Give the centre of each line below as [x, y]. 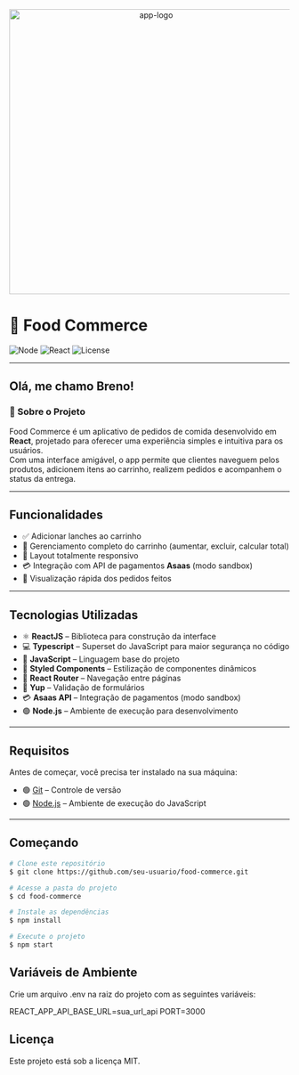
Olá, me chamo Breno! [72, 387]
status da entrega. [43, 478]
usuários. [26, 450]
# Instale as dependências [59, 912]
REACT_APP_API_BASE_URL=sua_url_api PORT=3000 [108, 1011]
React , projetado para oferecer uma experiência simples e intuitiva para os [146, 441]
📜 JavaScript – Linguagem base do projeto [101, 659]
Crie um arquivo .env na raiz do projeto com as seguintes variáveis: [133, 994]
